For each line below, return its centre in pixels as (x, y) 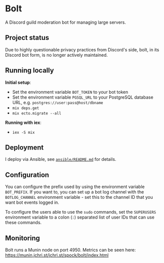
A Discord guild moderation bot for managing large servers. (66, 22)
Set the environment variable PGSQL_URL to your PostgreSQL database (83, 97)
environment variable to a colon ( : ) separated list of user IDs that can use (80, 217)
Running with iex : (23, 122)
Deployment (24, 147)
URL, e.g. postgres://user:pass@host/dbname (58, 102)
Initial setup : (18, 82)
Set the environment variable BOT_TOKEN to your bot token (70, 92)
